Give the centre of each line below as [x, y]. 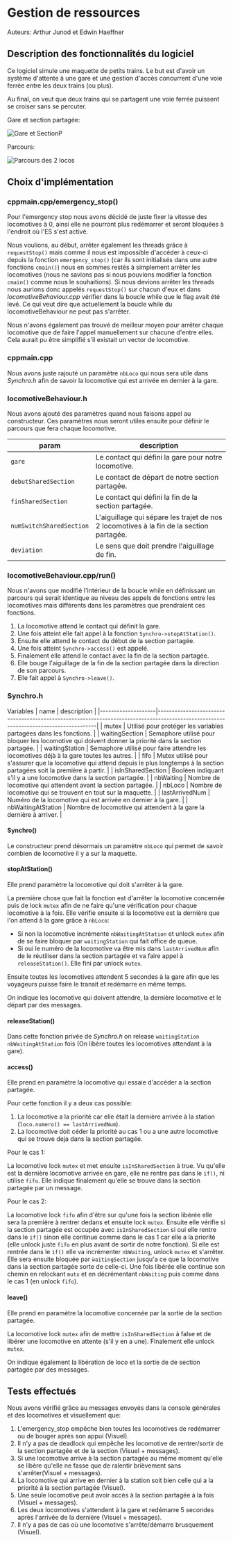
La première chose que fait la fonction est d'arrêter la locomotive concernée [116, 898]
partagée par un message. [45, 1188]
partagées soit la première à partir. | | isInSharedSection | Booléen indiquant [115, 770]
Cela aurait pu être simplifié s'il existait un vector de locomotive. [99, 340]
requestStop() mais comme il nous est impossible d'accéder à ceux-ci [107, 252]
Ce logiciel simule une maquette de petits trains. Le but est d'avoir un [106, 70]
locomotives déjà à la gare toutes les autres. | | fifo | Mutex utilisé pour [107, 755]
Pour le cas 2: [27, 1201]
